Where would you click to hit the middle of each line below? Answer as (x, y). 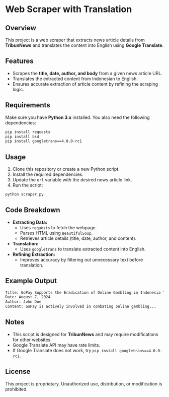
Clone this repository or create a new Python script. (66, 169)
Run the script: (28, 185)
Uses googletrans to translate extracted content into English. (83, 249)
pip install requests (28, 132)
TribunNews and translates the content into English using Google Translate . (84, 45)
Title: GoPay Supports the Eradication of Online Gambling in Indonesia (83, 292)
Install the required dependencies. (48, 174)
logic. (18, 89)
